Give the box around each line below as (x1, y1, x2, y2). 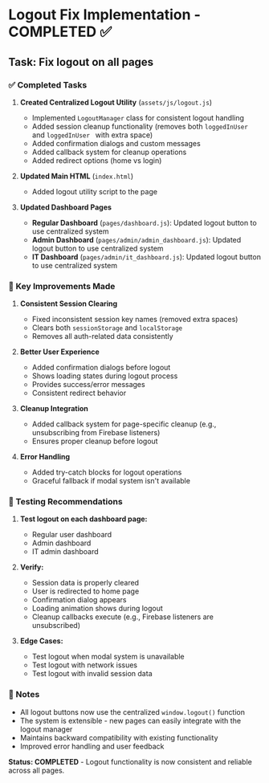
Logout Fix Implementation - (8, 6, 201, 24)
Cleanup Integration (19, 404, 88, 414)
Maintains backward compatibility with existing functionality (19, 732, 218, 742)
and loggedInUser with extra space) (31, 130, 153, 140)
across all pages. (8, 765, 65, 775)
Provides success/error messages (31, 380, 146, 389)
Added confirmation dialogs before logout (31, 363, 171, 373)
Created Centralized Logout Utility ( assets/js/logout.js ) (19, 97, 213, 107)
